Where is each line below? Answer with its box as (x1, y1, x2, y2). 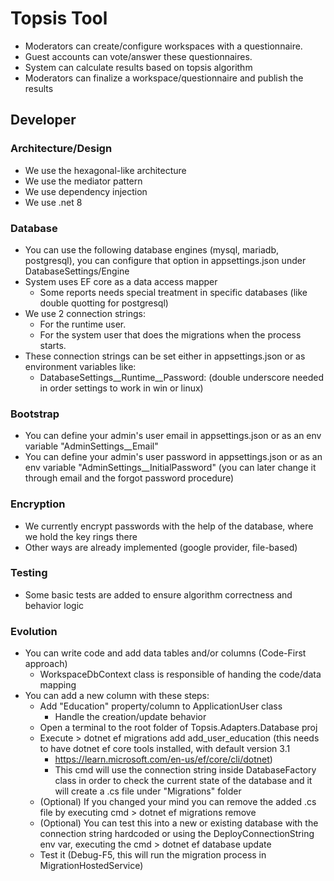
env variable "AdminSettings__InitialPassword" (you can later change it (24, 462, 317, 474)
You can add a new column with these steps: (24, 690, 210, 702)
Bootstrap (10, 407, 60, 421)
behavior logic (24, 599, 85, 611)
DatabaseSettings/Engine (24, 265, 130, 277)
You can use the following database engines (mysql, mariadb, (24, 243, 279, 256)
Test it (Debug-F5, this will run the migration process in (39, 849, 267, 861)
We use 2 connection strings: (24, 307, 146, 319)
